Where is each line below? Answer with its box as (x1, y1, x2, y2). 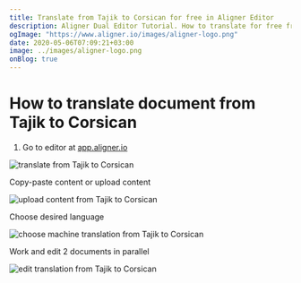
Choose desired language (9, 211, 105, 222)
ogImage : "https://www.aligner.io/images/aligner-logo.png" (9, 30, 239, 39)
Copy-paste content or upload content (9, 176, 151, 187)
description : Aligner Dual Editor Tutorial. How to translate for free (9, 21, 282, 30)
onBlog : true (9, 55, 58, 64)
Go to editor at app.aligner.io (21, 141, 128, 152)
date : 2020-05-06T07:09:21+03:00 (9, 38, 134, 47)
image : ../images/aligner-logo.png (9, 47, 142, 56)
